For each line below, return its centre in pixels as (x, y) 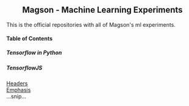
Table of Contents (30, 38)
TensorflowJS (24, 68)
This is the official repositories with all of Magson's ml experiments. (91, 24)
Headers (17, 83)
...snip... (16, 96)
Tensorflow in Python (34, 52)
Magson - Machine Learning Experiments (102, 10)
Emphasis (19, 90)
